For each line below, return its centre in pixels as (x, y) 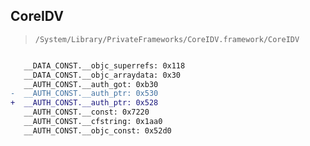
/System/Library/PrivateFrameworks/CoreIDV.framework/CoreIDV (167, 39)
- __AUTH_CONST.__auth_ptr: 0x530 (84, 94)
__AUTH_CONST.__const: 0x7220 (86, 112)
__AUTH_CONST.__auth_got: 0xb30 (91, 84)
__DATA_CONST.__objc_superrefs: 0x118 (104, 65)
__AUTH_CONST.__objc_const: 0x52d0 (97, 130)
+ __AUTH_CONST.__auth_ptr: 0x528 (84, 103)
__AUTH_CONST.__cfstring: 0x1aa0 (93, 122)
